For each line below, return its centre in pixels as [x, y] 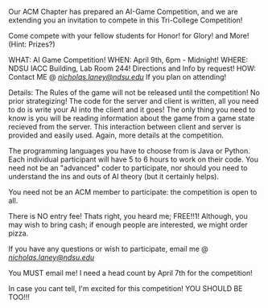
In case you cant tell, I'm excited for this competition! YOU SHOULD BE [126, 288]
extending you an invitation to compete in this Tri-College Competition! [126, 20]
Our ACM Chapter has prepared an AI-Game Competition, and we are [124, 12]
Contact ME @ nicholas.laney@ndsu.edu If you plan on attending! [118, 77]
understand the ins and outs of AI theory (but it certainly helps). [114, 177]
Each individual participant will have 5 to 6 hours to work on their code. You [134, 159]
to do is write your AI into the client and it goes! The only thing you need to [132, 109]
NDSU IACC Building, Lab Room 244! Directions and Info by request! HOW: [132, 68]
